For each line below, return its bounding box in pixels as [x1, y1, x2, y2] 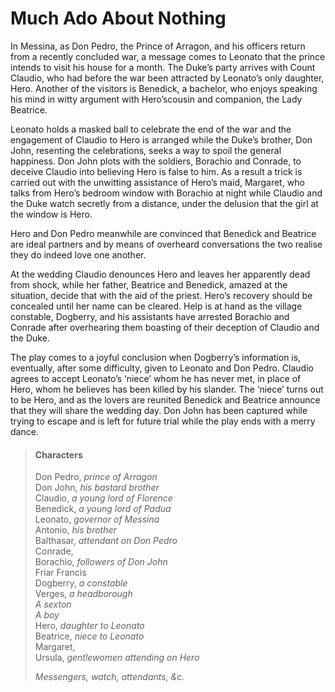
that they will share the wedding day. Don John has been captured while [10, 404, 308, 416]
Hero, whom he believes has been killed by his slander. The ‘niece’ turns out [10, 383, 324, 395]
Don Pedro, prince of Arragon [34, 471, 158, 483]
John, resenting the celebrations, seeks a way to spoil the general [10, 144, 282, 156]
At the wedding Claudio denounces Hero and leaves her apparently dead [10, 268, 311, 280]
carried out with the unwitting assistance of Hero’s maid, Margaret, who [10, 176, 305, 188]
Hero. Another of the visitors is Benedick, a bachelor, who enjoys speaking [10, 82, 318, 94]
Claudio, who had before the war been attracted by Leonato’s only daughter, [10, 72, 325, 84]
